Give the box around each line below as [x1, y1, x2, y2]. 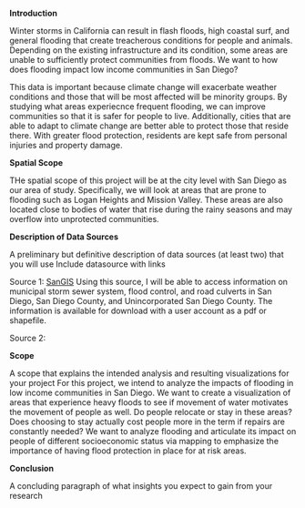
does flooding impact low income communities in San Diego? [9, 64, 239, 75]
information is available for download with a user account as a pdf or [9, 305, 267, 316]
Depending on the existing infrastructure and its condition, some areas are [9, 45, 289, 56]
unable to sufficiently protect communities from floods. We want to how [9, 55, 279, 65]
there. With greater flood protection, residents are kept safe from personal [9, 130, 288, 140]
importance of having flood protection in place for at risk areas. [9, 445, 248, 456]
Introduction [9, 8, 57, 18]
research [9, 491, 44, 501]
